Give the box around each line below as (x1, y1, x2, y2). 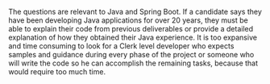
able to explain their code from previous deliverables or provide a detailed (8, 24, 254, 33)
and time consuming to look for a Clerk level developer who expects (8, 41, 235, 51)
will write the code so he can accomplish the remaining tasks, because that (8, 58, 259, 68)
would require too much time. (8, 67, 106, 76)
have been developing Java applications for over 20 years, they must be (8, 15, 248, 25)
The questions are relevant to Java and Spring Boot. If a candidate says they (8, 7, 262, 16)
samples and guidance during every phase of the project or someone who (8, 50, 255, 59)
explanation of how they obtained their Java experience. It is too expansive (8, 32, 258, 42)
